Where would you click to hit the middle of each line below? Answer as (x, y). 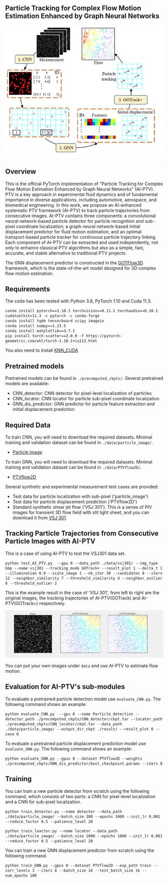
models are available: (27, 384)
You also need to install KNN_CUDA (42, 350)
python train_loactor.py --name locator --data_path (61, 831)
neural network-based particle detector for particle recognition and (74, 221)
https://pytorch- (104, 336)
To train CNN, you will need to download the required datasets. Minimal (79, 437)
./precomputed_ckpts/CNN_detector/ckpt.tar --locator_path (100, 719)
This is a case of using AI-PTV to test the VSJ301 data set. (65, 553)
